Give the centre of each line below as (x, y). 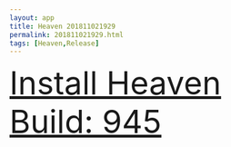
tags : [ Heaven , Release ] (55, 43)
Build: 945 (85, 122)
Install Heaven (115, 83)
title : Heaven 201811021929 (63, 26)
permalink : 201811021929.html (67, 34)
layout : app (32, 18)
